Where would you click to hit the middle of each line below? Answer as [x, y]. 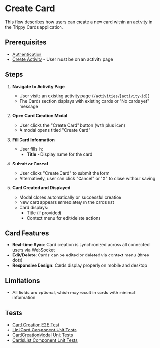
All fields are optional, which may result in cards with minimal [73, 293]
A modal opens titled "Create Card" [55, 130]
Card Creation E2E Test [36, 325]
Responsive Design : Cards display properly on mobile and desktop [80, 265]
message [29, 106]
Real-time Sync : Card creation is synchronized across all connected [81, 245]
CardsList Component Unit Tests [45, 340]
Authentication [27, 54]
